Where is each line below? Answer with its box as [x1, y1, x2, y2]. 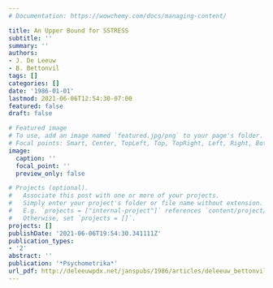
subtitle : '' [8, 34, 53, 42]
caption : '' [15, 154, 57, 162]
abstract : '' [8, 252, 53, 260]
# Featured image [8, 124, 67, 132]
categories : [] [8, 79, 60, 88]
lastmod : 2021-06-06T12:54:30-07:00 [8, 94, 132, 102]
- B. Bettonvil [8, 64, 60, 73]
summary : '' [8, 41, 49, 49]
